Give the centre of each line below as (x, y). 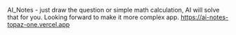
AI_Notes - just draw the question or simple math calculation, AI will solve (113, 10)
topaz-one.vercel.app (39, 24)
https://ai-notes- (204, 17)
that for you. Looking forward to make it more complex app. (93, 17)
